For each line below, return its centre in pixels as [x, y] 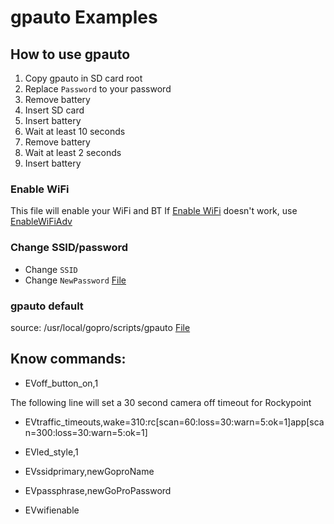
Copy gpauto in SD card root [83, 78]
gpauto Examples [84, 17]
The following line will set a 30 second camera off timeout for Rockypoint [161, 402]
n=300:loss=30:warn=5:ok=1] [86, 432]
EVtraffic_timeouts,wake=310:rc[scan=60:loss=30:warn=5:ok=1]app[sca [174, 422]
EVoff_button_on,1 [61, 383]
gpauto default [47, 306]
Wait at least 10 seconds [75, 131]
